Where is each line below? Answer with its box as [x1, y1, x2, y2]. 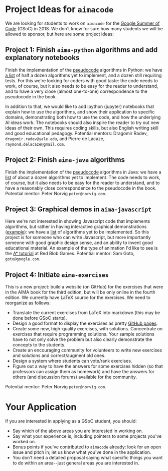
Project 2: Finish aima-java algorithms [5, 155, 125, 164]
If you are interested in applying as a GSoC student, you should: [5, 418, 137, 424]
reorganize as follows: [5, 300, 51, 306]
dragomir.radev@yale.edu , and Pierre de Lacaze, [5, 135, 105, 142]
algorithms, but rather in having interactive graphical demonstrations [5, 223, 147, 230]
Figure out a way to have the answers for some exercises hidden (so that [12, 363, 163, 369]
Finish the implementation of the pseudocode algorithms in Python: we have [5, 67, 162, 73]
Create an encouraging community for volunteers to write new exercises [12, 347, 162, 354]
